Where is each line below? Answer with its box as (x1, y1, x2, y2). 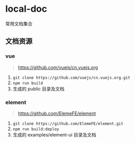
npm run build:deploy (12, 126, 59, 132)
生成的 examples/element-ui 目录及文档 (12, 131, 97, 138)
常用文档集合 (5, 20, 32, 27)
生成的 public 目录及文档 (12, 85, 65, 92)
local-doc (5, 3, 47, 15)
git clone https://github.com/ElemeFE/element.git (12, 121, 124, 126)
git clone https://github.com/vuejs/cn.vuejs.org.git (12, 75, 130, 80)
